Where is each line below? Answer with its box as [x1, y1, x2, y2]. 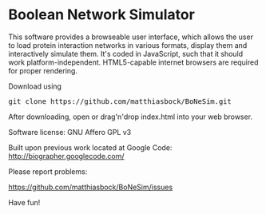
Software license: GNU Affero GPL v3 [8, 127, 132, 137]
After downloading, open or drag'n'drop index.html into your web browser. [8, 112, 253, 121]
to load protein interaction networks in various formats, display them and [8, 40, 248, 50]
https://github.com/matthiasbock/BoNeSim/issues [8, 182, 173, 192]
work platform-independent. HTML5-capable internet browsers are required [8, 57, 259, 67]
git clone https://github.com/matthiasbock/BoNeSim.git [8, 97, 232, 105]
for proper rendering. [8, 65, 78, 75]
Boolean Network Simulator [8, 6, 196, 24]
